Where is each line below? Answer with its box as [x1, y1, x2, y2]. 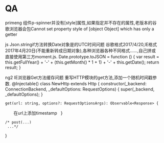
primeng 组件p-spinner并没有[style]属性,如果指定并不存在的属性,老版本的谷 [5, 20, 157, 25]
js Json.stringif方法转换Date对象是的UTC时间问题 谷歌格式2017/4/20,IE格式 [5, 41, 158, 47]
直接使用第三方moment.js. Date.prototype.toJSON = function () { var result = [5, 53, 160, 59]
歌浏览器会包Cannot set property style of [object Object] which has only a [5, 25, 154, 32]
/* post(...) [5, 119, 32, 125]
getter [5, 31, 18, 37]
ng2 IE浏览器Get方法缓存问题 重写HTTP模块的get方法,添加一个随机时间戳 [5, 74, 153, 80]
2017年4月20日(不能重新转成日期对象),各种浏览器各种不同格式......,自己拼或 [5, 48, 156, 53]
